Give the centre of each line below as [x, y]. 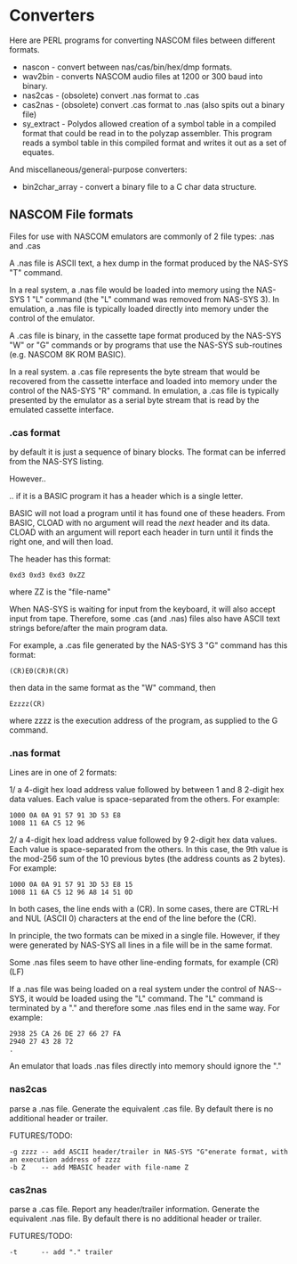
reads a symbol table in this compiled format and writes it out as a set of [154, 143]
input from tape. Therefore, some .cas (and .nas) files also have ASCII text [145, 619]
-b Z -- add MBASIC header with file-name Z [99, 1167]
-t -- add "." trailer [61, 1252]
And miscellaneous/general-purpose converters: [98, 169]
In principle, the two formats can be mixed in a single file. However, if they [144, 936]
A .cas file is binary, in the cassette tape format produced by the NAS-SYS [145, 335]
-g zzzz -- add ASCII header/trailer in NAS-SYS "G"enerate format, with [149, 1152]
